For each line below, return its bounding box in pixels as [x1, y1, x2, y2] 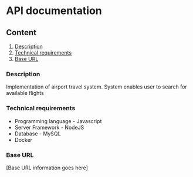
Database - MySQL [14, 130, 61, 137]
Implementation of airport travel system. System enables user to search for [6, 83, 188, 90]
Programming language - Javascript [14, 117, 102, 124]
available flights [6, 90, 44, 97]
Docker [14, 136, 33, 143]
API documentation [6, 4, 103, 18]
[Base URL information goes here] [6, 164, 88, 171]
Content [6, 28, 37, 38]
